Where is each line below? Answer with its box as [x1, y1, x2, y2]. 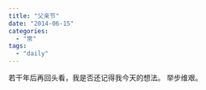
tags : [8, 42, 27, 50]
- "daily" [15, 49, 49, 58]
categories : [8, 27, 49, 35]
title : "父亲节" [8, 11, 60, 20]
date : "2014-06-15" [8, 19, 75, 28]
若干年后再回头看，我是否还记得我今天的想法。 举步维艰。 [8, 73, 203, 82]
